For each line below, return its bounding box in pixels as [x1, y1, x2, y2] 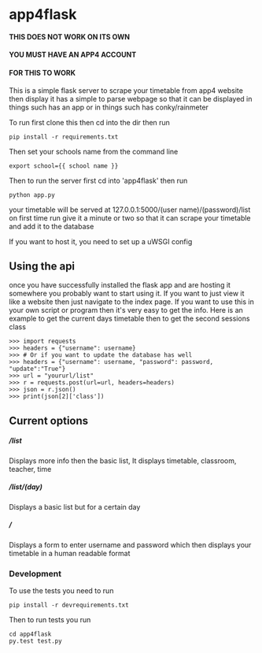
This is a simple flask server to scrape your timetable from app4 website [9, 85, 243, 95]
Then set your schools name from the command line [9, 147, 179, 156]
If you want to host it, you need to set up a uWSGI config [9, 236, 193, 246]
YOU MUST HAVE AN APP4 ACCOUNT [9, 50, 137, 60]
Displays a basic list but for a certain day [9, 502, 141, 511]
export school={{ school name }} [9, 161, 119, 170]
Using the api [9, 259, 76, 273]
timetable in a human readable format [9, 548, 131, 558]
